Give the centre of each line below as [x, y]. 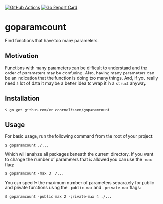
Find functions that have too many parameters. [52, 40]
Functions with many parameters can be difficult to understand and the [76, 68]
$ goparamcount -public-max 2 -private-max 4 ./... [58, 197]
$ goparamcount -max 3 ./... [35, 174]
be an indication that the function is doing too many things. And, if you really [81, 78]
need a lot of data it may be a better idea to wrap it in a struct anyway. [76, 83]
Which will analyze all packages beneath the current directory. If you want [79, 154]
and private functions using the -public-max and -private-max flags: [73, 188]
